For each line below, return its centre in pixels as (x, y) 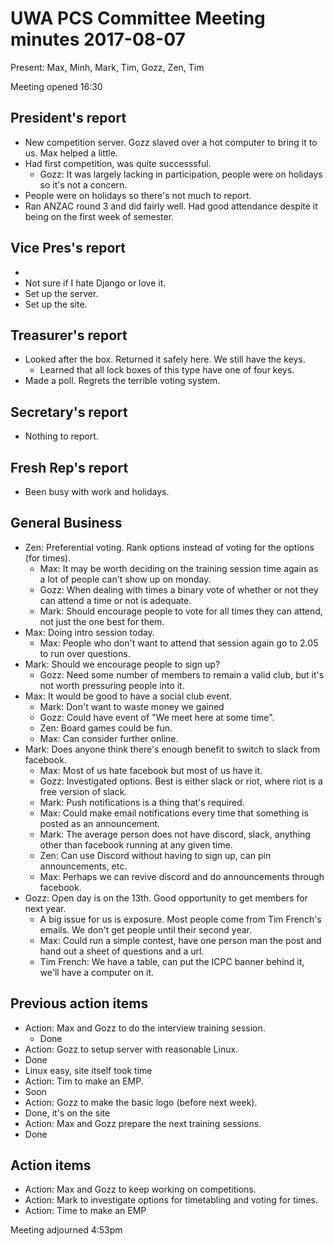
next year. (45, 908)
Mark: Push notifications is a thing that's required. (142, 802)
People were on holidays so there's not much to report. (138, 195)
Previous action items (79, 1003)
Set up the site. (56, 304)
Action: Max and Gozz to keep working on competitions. (140, 1189)
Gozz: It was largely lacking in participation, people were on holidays (181, 174)
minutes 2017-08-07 (98, 39)
